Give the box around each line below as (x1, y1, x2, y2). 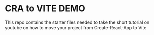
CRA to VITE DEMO (5, 3, 86, 14)
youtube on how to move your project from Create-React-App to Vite (5, 24, 147, 30)
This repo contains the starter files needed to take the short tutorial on (5, 19, 150, 25)
